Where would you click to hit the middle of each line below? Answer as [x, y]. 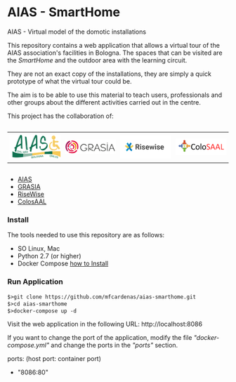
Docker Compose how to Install [63, 263]
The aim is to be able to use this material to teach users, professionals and [115, 95]
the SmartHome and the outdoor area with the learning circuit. [97, 60]
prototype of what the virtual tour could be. [70, 81]
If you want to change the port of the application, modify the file [100, 338]
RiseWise [31, 194]
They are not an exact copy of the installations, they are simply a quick [110, 74]
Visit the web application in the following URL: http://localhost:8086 [105, 324]
